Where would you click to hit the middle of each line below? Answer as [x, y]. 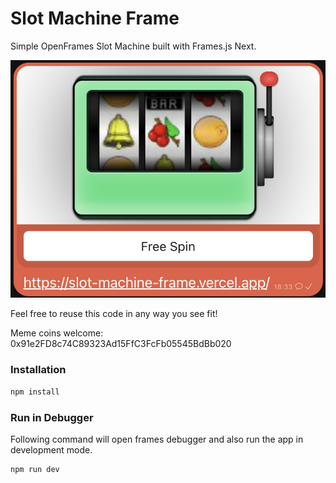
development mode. [51, 449]
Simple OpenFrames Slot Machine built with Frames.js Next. [133, 46]
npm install [35, 392]
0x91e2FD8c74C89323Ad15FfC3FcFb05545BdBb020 [121, 344]
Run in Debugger [52, 417]
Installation [38, 370]
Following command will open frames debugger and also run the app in [157, 439]
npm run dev [35, 469]
